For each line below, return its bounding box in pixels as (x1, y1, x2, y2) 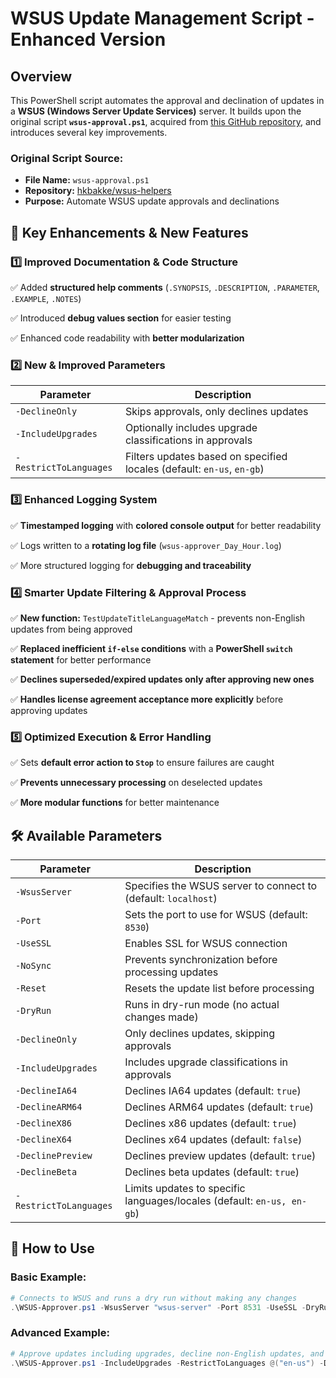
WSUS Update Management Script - (10, 7, 315, 30)
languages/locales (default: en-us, (124, 1193, 287, 1207)
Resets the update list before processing (124, 981, 315, 995)
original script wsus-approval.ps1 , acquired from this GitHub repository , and (10, 116, 322, 127)
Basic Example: (10, 1270, 87, 1284)
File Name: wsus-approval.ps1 (24, 174, 150, 186)
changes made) (124, 1010, 199, 1024)
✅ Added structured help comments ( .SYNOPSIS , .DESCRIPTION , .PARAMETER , (10, 281, 320, 293)
